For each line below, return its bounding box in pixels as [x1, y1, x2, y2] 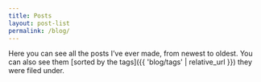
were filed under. [8, 66, 64, 76]
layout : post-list [8, 19, 70, 27]
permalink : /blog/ [8, 27, 70, 35]
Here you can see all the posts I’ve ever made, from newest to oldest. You [8, 49, 254, 59]
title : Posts [8, 11, 52, 20]
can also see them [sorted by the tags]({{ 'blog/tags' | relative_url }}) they [8, 57, 252, 67]
